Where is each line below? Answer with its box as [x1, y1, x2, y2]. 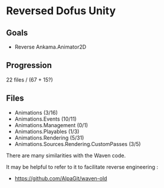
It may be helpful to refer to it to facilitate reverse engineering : [6, 163, 158, 170]
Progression [6, 60, 52, 70]
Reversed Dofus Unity [6, 4, 116, 18]
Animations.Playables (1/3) [14, 128, 80, 135]
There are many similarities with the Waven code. [6, 152, 126, 159]
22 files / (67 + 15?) [6, 76, 53, 83]
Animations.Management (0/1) [14, 121, 88, 128]
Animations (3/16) [14, 109, 58, 116]
